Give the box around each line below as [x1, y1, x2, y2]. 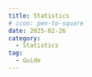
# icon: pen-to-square [8, 19, 84, 27]
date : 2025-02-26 [8, 26, 66, 34]
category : [8, 34, 42, 43]
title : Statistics [8, 11, 70, 20]
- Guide [15, 57, 42, 65]
